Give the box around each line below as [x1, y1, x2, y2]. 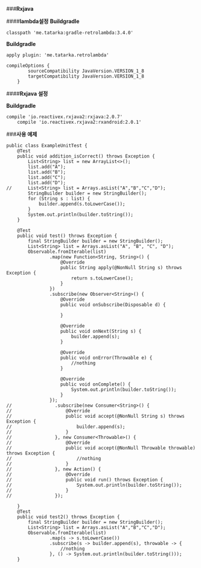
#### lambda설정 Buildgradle [6, 18, 80, 25]
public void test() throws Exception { [17, 233, 118, 239]
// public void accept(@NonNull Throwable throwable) [6, 445, 196, 451]
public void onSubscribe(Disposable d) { [60, 302, 166, 308]
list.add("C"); [28, 175, 66, 181]
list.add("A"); [28, 164, 66, 170]
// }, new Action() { [6, 466, 101, 472]
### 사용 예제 [6, 130, 37, 138]
